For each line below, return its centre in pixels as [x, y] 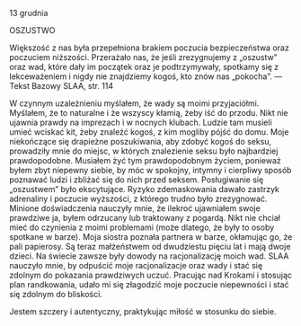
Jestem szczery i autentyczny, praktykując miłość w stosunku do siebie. [143, 312]
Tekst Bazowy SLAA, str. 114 [62, 86]
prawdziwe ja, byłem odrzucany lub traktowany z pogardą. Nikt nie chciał [145, 218]
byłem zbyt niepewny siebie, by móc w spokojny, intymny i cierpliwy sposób [150, 170]
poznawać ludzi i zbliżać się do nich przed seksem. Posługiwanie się [137, 180]
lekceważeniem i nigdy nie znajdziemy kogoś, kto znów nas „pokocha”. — [146, 76]
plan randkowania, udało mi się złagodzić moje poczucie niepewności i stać [149, 285]
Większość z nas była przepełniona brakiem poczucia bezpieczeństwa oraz [149, 48]
